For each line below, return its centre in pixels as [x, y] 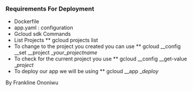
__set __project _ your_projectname [56, 53]
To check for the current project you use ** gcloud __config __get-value [100, 59]
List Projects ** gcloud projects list [56, 40]
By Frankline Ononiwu [32, 83]
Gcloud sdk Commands [42, 34]
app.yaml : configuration [43, 28]
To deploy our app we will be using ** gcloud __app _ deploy [86, 71]
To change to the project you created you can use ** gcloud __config [97, 46]
